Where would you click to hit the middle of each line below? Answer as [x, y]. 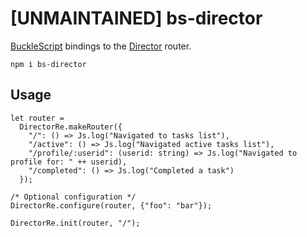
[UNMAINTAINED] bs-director [136, 18]
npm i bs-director [48, 64]
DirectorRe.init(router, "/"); [75, 223]
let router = [37, 118]
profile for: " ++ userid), [69, 162]
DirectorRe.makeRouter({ [71, 127]
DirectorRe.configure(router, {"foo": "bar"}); [111, 205]
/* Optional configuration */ [73, 197]
